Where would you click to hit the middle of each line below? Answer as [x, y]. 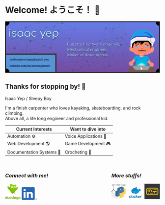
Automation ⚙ [21, 136]
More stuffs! [126, 176]
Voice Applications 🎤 [86, 136]
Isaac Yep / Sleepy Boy [28, 98]
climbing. [14, 113]
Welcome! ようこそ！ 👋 [53, 10]
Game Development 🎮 [88, 143]
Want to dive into [88, 129]
